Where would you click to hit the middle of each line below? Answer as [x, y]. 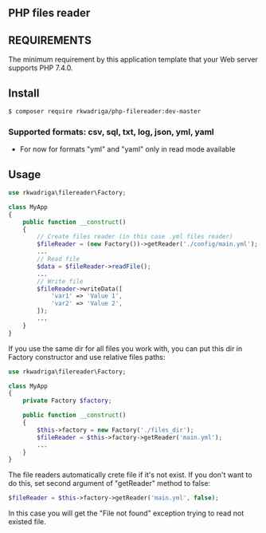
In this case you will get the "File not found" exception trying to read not [126, 513]
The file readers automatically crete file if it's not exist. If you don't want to [130, 475]
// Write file [60, 281]
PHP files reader [49, 13]
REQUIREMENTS [50, 40]
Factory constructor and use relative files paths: [87, 357]
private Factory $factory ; [67, 401]
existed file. [27, 522]
